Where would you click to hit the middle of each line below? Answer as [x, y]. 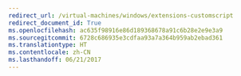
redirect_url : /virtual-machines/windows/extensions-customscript [121, 15]
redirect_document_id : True [55, 23]
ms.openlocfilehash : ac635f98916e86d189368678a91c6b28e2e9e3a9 [116, 30]
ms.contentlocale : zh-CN [49, 52]
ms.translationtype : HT [48, 45]
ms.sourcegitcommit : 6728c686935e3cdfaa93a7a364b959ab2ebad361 [116, 38]
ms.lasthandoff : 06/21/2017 [55, 60]
